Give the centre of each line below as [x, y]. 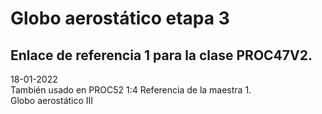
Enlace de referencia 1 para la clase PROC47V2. [161, 55]
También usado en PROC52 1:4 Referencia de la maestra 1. [131, 90]
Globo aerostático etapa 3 [120, 18]
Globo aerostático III [52, 100]
